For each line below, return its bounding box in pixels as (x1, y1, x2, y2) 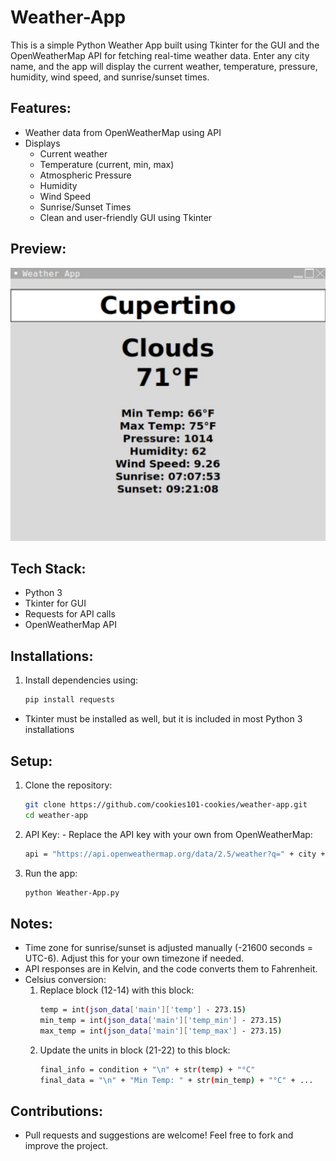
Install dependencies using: (24, 674, 139, 686)
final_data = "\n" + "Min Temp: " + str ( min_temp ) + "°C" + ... (39, 1075, 314, 1085)
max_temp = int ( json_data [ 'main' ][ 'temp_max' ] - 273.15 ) (39, 1026, 283, 1036)
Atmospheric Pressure (39, 169, 132, 181)
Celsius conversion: (24, 974, 107, 986)
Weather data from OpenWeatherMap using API (24, 126, 222, 138)
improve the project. (24, 1140, 109, 1152)
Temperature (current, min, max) (39, 158, 175, 170)
